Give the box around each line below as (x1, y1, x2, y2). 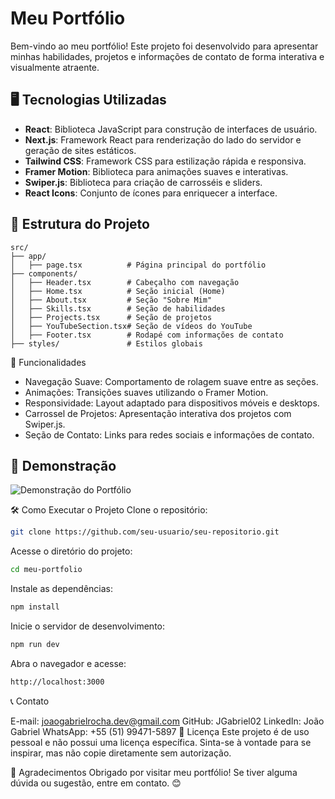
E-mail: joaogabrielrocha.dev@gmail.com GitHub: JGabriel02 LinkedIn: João (10, 715, 325, 727)
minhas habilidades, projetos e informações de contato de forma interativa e (10, 50, 325, 62)
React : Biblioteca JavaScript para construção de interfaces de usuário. (24, 123, 318, 135)
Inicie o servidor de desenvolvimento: (10, 620, 166, 632)
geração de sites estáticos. (24, 144, 137, 156)
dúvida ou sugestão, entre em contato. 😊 (10, 777, 182, 789)
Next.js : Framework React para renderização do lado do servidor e (24, 133, 302, 146)
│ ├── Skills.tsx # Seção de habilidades (10, 303, 226, 314)
